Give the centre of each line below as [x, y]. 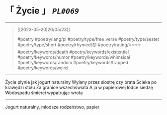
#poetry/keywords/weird [42, 68]
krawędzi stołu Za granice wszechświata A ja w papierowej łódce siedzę [79, 87]
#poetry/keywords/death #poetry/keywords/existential [73, 52]
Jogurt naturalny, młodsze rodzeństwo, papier [52, 107]
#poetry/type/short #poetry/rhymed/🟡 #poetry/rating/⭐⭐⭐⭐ [79, 45]
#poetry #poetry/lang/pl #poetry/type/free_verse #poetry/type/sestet [88, 39]
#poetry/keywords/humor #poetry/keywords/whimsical [74, 57]
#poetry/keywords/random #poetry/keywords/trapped [73, 62]
